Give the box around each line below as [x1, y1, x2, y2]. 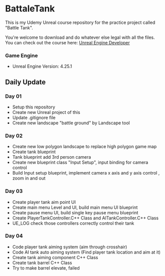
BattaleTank [5, 3, 55, 14]
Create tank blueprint [12, 149, 56, 155]
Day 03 [5, 187, 23, 194]
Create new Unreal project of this [12, 109, 80, 115]
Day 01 [5, 92, 22, 99]
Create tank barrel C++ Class [12, 260, 72, 266]
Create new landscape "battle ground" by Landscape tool [12, 120, 130, 126]
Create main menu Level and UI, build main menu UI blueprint [12, 204, 138, 210]
